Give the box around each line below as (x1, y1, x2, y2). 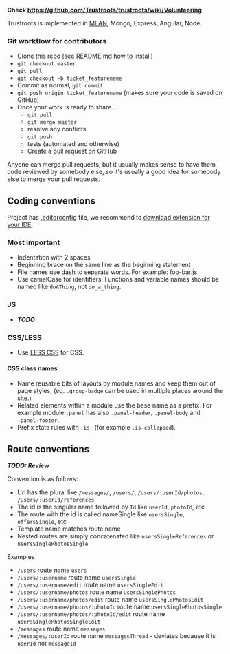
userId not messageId (16, 640, 77, 648)
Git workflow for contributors (7, 36, 107, 45)
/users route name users (16, 566, 87, 574)
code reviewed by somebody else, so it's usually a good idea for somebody (7, 168, 221, 176)
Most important (7, 238, 60, 247)
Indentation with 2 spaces (16, 253, 91, 262)
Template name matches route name (16, 525, 122, 533)
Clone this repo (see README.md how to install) (16, 52, 153, 61)
